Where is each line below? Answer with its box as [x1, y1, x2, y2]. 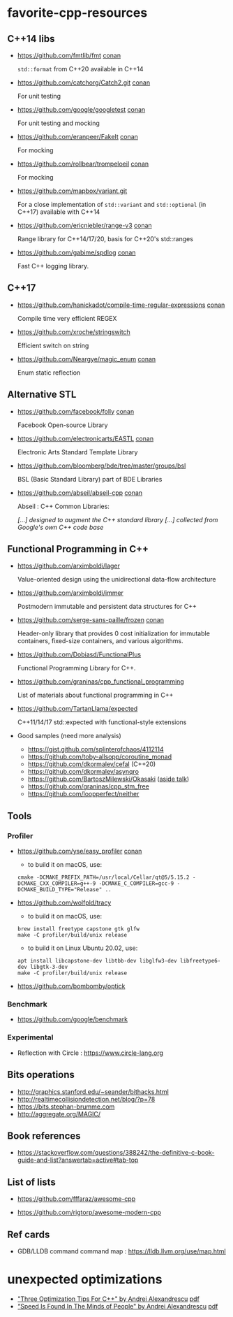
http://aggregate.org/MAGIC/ [17, 1109, 101, 1118]
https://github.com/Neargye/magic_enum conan [17, 354, 156, 363]
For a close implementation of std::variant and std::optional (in [17, 201, 206, 208]
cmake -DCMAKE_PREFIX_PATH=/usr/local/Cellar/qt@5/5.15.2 [17, 874, 190, 881]
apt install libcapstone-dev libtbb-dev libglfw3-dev [17, 958, 177, 965]
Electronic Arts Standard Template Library [17, 447, 138, 456]
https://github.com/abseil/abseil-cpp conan [17, 488, 143, 497]
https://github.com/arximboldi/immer [17, 589, 124, 597]
